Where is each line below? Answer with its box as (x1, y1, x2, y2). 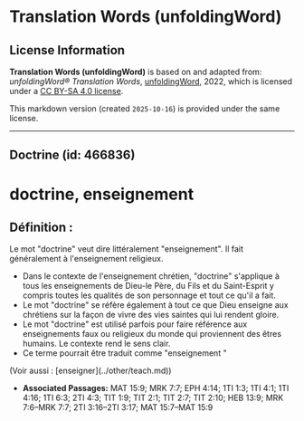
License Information (9, 43, 125, 58)
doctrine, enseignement (9, 184, 195, 205)
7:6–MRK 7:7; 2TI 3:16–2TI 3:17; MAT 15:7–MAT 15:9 (22, 402, 214, 413)
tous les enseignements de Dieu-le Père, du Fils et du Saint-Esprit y (22, 281, 274, 292)
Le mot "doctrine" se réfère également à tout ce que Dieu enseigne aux (22, 300, 289, 311)
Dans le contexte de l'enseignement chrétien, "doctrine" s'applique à (22, 271, 280, 282)
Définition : (9, 219, 73, 234)
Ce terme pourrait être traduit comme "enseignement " (22, 348, 228, 359)
